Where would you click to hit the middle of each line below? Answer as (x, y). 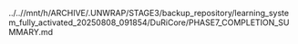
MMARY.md (31, 32)
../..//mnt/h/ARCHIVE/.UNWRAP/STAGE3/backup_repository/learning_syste (149, 13)
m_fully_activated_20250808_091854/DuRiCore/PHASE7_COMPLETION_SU (149, 22)
